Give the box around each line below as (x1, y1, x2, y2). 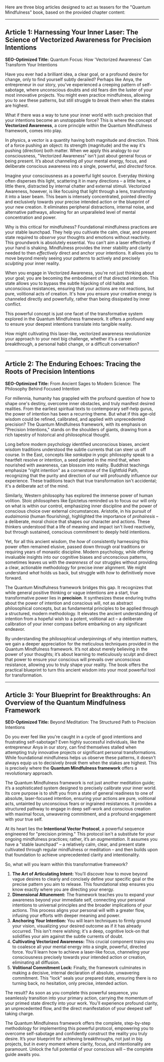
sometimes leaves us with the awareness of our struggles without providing (5, 559, 158, 565)
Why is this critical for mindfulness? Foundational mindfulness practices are (5, 224, 157, 230)
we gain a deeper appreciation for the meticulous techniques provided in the (5, 641, 159, 647)
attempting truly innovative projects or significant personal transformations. (5, 750, 157, 755)
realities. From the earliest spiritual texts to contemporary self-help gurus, (5, 406, 153, 412)
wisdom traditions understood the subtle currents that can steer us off (5, 446, 146, 452)
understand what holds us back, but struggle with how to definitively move (5, 570, 155, 575)
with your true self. (5, 816, 43, 822)
